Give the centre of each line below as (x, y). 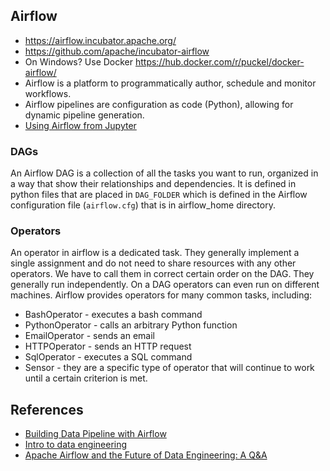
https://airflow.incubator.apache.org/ (100, 40)
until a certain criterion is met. (86, 378)
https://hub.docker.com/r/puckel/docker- (219, 61)
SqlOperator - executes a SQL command (108, 357)
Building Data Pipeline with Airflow (95, 434)
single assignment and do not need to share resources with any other (153, 263)
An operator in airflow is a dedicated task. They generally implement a (155, 253)
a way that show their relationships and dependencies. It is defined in (153, 184)
